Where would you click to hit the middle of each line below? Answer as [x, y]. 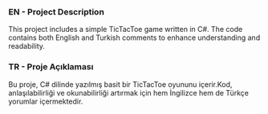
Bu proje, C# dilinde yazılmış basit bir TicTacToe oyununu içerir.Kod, [120, 84]
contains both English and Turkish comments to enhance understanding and [134, 37]
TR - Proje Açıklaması [51, 67]
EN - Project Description [56, 12]
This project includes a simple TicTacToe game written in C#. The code [126, 29]
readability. [27, 46]
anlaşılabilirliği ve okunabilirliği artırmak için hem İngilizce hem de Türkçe [128, 92]
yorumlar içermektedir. [46, 101]
